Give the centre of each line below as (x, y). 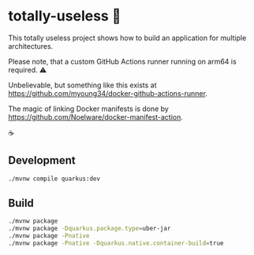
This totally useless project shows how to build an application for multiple (127, 38)
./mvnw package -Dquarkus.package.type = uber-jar (90, 229)
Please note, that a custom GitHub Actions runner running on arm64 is (122, 61)
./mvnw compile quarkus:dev (54, 179)
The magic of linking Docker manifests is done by (89, 109)
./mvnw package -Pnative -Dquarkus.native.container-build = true (116, 243)
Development (42, 161)
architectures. (31, 46)
